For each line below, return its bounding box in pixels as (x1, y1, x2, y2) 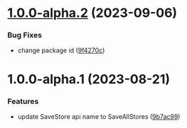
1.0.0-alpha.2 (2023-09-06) (7, 5, 178, 21)
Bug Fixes (7, 30, 43, 40)
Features (7, 96, 39, 106)
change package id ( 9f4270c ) (17, 46, 105, 54)
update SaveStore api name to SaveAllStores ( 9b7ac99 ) (17, 112, 181, 121)
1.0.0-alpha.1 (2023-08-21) (7, 71, 171, 87)
